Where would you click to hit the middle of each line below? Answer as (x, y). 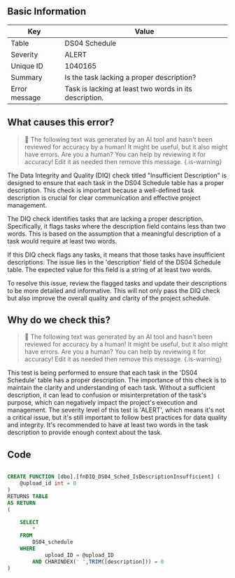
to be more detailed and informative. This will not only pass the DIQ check (114, 290)
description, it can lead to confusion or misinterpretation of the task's (107, 395)
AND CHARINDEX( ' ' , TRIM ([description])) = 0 (98, 562)
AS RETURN (22, 503)
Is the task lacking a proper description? (130, 77)
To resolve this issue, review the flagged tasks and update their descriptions (117, 283)
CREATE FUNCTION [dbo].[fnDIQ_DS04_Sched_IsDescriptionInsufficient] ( (114, 477)
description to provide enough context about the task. (85, 432)
